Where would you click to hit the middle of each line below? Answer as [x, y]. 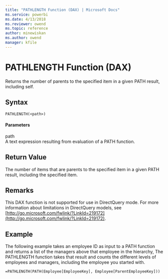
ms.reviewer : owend [26, 24]
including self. [20, 86]
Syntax [17, 103]
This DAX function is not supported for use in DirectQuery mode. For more [82, 202]
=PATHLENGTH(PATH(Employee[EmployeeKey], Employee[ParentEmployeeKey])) [83, 271]
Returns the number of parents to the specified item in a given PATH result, [82, 81]
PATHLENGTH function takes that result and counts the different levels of [81, 257]
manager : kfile [21, 43]
